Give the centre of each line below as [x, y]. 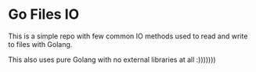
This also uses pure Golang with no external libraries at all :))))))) [112, 59]
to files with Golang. [40, 44]
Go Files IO [44, 14]
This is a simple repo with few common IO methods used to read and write [128, 36]
